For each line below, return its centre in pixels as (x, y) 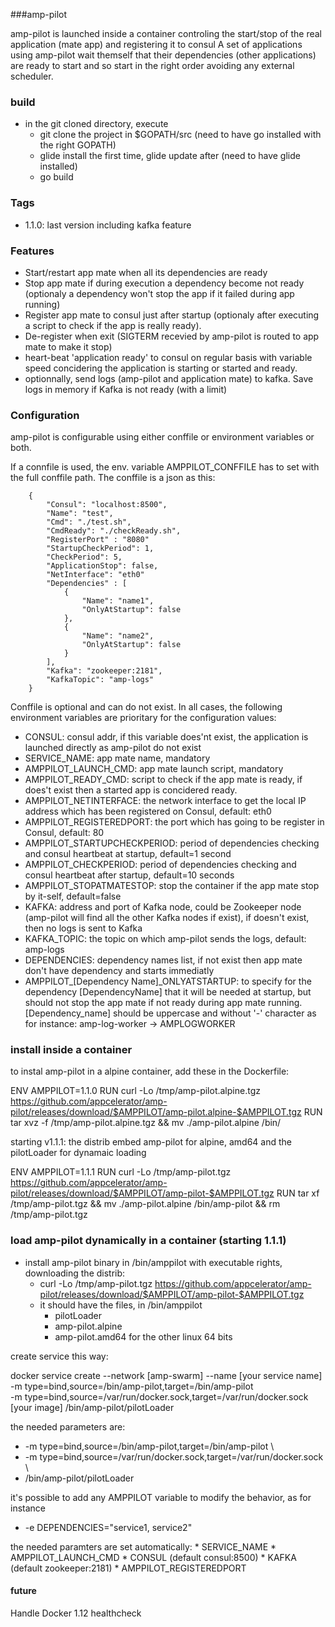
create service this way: (59, 1356)
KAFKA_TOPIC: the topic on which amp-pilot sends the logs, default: (165, 939)
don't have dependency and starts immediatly (119, 971)
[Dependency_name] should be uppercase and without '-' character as (170, 1013)
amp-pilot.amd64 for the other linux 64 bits (143, 1336)
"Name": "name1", (118, 601)
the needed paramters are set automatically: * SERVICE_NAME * (143, 1546)
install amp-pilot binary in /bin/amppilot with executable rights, (153, 1262)
